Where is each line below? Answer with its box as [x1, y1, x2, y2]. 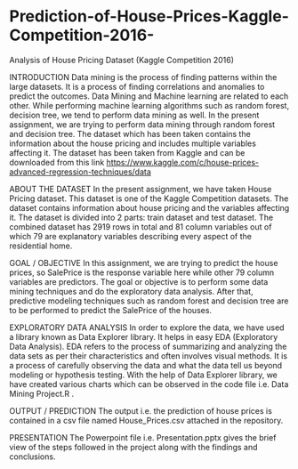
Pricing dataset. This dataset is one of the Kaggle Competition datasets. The [9, 193, 289, 204]
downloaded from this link [9, 157, 105, 167]
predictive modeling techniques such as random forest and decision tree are [9, 295, 289, 306]
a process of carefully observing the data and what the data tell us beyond [9, 360, 283, 370]
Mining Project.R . [9, 388, 75, 399]
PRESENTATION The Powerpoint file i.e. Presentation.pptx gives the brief [9, 432, 277, 442]
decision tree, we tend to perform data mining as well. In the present [9, 109, 260, 120]
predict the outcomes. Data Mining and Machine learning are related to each [9, 91, 289, 101]
